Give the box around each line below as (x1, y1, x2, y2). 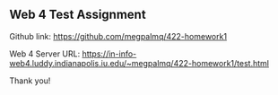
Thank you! (9, 75, 51, 86)
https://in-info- (82, 48, 137, 59)
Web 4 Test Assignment (9, 7, 146, 22)
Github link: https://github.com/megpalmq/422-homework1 (9, 30, 227, 41)
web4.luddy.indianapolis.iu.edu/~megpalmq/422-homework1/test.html (9, 57, 269, 68)
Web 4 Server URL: (9, 48, 81, 59)
